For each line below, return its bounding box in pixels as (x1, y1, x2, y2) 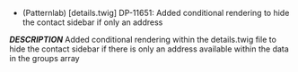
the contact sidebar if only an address (22, 17, 163, 28)
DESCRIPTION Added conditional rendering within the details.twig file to (9, 35, 276, 44)
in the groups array (9, 53, 80, 63)
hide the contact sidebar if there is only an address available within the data (9, 44, 289, 54)
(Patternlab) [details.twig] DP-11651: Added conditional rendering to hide (22, 8, 290, 18)
